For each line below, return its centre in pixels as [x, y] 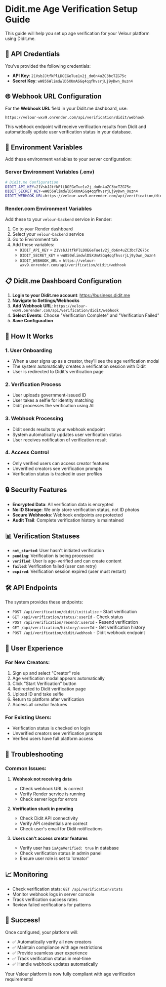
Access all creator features [40, 704]
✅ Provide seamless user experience [50, 953]
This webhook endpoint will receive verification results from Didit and [76, 127]
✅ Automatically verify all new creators [52, 942]
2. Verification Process [33, 384]
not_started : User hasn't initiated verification [58, 551]
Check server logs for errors [48, 799]
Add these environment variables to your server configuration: [68, 159]
